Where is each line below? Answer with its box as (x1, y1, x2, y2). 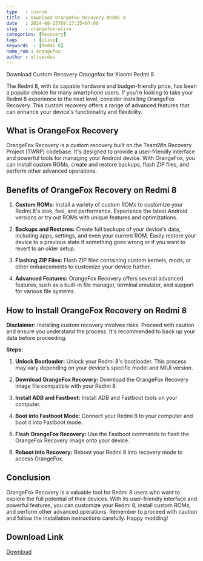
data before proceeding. (6, 334, 67, 342)
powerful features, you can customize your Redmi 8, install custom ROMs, (6, 501, 191, 509)
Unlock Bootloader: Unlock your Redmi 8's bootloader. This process (15, 358, 187, 365)
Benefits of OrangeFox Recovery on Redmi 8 (6, 185, 177, 195)
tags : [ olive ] (6, 37, 59, 43)
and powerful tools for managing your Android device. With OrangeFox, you (6, 154, 196, 162)
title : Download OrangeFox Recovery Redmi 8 (6, 15, 126, 21)
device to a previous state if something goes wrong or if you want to (15, 239, 186, 246)
